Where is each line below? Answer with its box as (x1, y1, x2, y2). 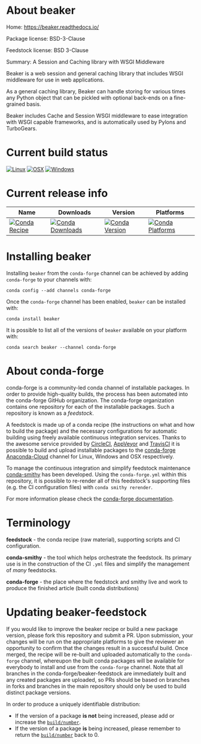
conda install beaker (6, 315, 60, 322)
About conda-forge (6, 364, 104, 378)
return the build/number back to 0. (14, 731, 99, 738)
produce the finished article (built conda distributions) (6, 584, 139, 591)
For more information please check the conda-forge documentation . (6, 495, 175, 502)
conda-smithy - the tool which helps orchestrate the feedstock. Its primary (6, 554, 192, 561)
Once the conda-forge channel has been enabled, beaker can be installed (6, 297, 186, 305)
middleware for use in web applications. (6, 76, 105, 83)
